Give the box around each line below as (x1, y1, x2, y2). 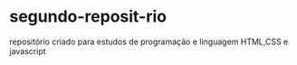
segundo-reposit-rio (9, 6, 168, 27)
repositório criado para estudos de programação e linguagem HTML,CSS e (9, 36, 289, 47)
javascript (9, 45, 47, 56)
